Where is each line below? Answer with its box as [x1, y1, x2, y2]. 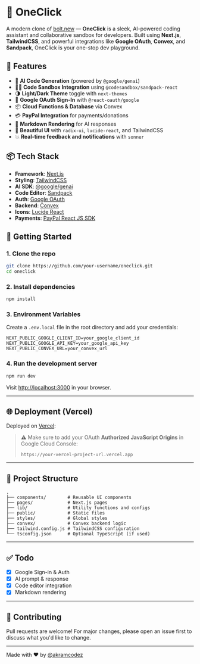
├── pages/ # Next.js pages [6, 500, 108, 506]
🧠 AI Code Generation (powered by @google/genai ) [14, 77, 140, 84]
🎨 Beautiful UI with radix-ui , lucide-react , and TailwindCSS [14, 126, 164, 133]
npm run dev [6, 373, 36, 379]
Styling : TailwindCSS [14, 176, 67, 183]
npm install [6, 296, 36, 303]
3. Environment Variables [6, 310, 81, 319]
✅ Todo [6, 553, 35, 563]
